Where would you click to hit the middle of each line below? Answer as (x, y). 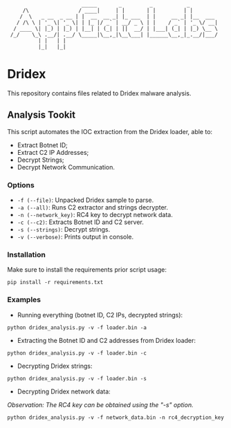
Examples (24, 300)
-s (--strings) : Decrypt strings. (64, 230)
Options (21, 185)
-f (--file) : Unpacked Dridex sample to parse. (85, 200)
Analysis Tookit (41, 115)
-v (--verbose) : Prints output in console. (75, 237)
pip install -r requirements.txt (55, 282)
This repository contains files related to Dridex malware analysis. (99, 93)
